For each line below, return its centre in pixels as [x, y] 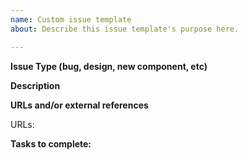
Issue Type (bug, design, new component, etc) [109, 66]
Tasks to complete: [51, 143]
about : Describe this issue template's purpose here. [125, 29]
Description [35, 85]
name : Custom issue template [71, 19]
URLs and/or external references [79, 105]
